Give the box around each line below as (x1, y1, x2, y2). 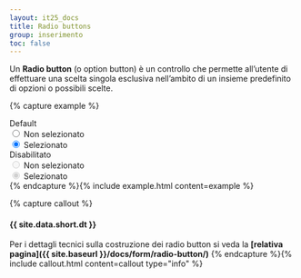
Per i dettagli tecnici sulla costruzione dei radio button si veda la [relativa (9, 239, 284, 250)
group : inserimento (9, 30, 84, 39)
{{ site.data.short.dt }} (9, 219, 97, 230)
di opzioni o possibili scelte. (9, 83, 114, 94)
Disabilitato (9, 149, 52, 160)
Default (9, 118, 37, 129)
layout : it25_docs (9, 13, 79, 23)
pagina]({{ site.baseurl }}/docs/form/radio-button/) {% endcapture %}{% (9, 249, 293, 260)
